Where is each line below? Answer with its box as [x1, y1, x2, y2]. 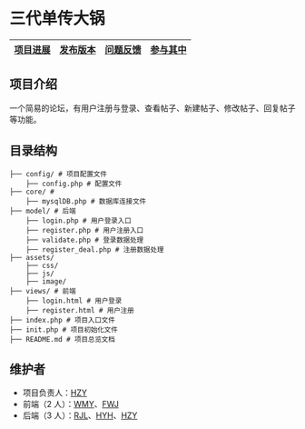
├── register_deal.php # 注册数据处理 [25, 244, 164, 254]
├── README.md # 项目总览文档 [9, 334, 115, 344]
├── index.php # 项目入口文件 [9, 315, 115, 324]
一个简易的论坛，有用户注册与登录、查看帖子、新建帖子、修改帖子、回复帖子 [9, 102, 296, 114]
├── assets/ [9, 253, 54, 262]
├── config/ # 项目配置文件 [9, 169, 107, 178]
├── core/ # [9, 187, 54, 196]
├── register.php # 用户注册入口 [25, 225, 144, 234]
